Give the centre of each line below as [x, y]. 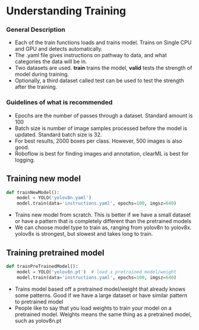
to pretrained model [39, 301]
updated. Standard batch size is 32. [58, 134]
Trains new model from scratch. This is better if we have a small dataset [103, 215]
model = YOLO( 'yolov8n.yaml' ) [54, 198]
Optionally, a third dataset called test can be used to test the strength [99, 81]
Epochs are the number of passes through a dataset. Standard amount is [104, 115]
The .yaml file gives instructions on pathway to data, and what [91, 55]
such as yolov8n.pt [38, 320]
